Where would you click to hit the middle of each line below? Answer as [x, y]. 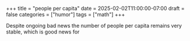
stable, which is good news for [43, 32]
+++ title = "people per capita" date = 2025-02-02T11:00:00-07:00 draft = [95, 8]
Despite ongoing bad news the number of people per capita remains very [94, 26]
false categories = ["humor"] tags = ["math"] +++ [66, 14]
